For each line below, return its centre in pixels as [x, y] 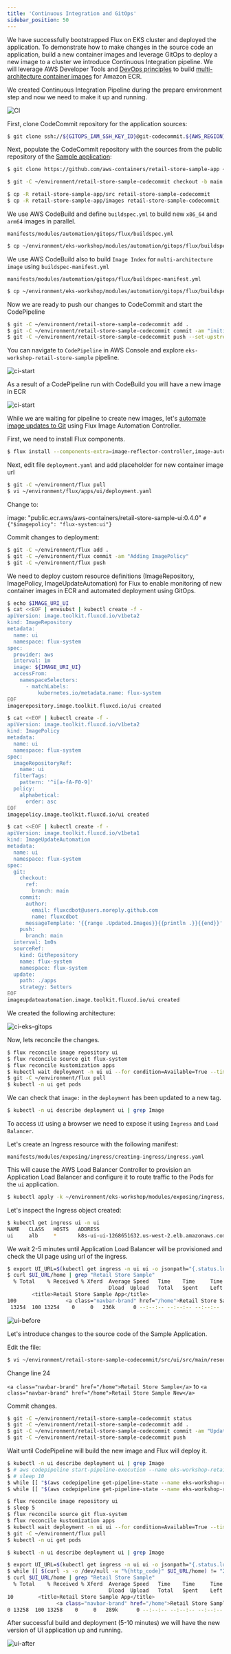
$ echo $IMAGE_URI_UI [38, 603]
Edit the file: [24, 1347]
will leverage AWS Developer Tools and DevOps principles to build [101, 69]
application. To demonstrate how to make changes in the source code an [110, 47]
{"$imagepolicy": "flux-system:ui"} [59, 524]
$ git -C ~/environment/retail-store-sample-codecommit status [100, 1418]
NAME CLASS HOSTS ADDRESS [53, 1229]
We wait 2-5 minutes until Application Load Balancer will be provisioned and [115, 1248]
